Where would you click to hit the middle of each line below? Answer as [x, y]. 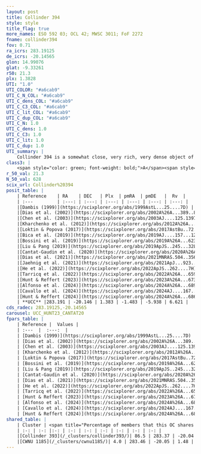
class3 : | [19, 163]
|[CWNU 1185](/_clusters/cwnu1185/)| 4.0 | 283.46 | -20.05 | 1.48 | [106, 442]
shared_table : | [26, 419]
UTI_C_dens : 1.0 [26, 129]
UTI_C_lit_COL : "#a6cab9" [38, 112]
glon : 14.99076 [25, 62]
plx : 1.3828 [21, 79]
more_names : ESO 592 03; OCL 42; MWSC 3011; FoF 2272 [75, 34]
